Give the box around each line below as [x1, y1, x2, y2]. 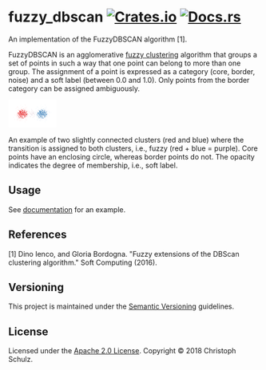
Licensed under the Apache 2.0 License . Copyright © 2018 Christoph [8, 346, 236, 356]
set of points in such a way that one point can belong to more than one [8, 58, 241, 68]
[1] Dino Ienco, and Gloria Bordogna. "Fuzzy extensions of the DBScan [8, 249, 240, 258]
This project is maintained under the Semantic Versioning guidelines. [8, 301, 235, 311]
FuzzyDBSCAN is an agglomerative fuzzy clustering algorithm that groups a [8, 49, 258, 59]
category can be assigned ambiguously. [8, 84, 141, 93]
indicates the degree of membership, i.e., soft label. [8, 160, 178, 170]
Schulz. [8, 355, 34, 364]
